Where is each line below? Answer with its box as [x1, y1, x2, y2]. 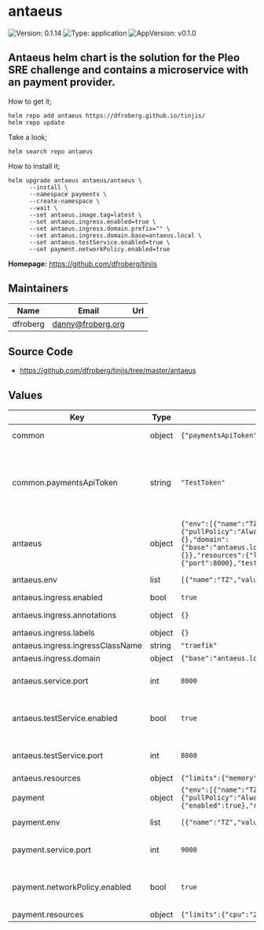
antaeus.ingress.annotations [12, 610, 117, 621]
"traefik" [180, 641, 218, 650]
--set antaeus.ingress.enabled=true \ [28, 218, 156, 225]
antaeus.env [12, 574, 57, 585]
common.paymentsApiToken [12, 478, 118, 489]
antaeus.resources [12, 773, 81, 784]
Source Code [8, 345, 73, 358]
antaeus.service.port [12, 676, 89, 687]
